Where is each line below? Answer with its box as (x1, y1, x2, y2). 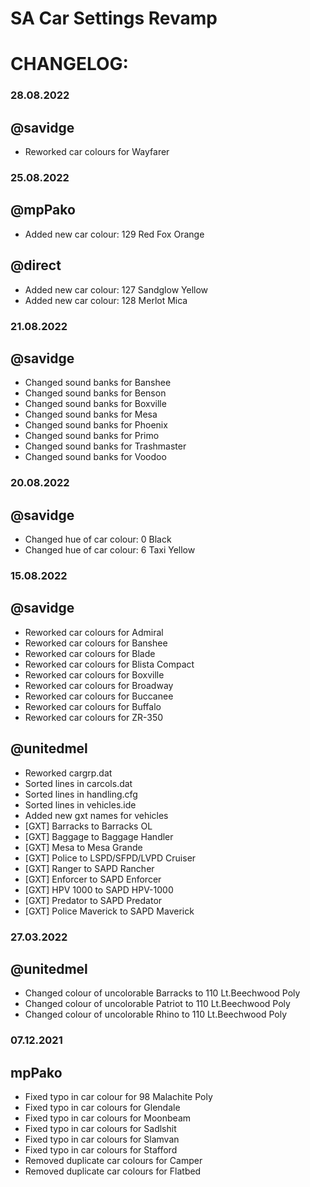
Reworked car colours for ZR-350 (24, 711, 164, 723)
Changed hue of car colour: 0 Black (24, 533, 172, 546)
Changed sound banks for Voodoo (24, 451, 167, 463)
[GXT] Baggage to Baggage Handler (24, 830, 174, 842)
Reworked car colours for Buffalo (24, 700, 162, 712)
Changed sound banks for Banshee (24, 377, 172, 389)
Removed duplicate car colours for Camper (24, 1155, 203, 1167)
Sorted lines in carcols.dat (24, 777, 133, 789)
